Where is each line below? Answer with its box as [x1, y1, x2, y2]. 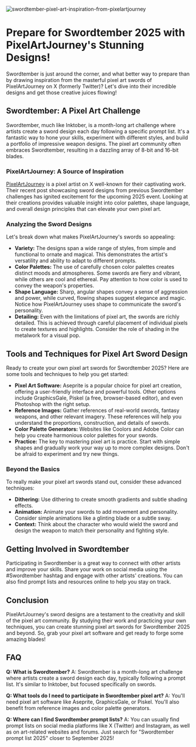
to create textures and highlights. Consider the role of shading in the [14, 326, 180, 333]
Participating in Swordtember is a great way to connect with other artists [6, 560, 181, 567]
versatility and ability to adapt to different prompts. [14, 257, 137, 264]
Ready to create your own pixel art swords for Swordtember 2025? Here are [6, 364, 189, 371]
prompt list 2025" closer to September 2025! [6, 734, 114, 741]
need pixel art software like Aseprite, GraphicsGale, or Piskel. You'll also [6, 698, 180, 705]
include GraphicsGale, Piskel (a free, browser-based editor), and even [14, 394, 183, 401]
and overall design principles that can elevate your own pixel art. [6, 206, 162, 213]
